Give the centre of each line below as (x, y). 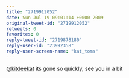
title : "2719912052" (32, 12)
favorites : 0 (23, 34)
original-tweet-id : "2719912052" (48, 23)
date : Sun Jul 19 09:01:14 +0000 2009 (55, 18)
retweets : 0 (21, 29)
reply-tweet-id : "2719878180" (44, 40)
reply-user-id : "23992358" (40, 46)
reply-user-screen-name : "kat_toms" (52, 51)
